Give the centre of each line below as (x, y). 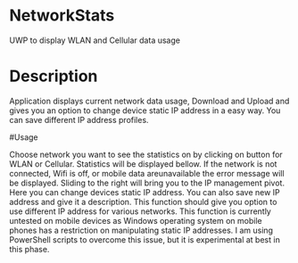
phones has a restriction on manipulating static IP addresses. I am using (141, 230)
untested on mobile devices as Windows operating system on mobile (136, 220)
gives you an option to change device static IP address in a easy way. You (145, 110)
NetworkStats (62, 16)
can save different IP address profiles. (79, 119)
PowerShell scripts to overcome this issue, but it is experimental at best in (145, 239)
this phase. (29, 249)
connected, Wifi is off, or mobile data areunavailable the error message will (147, 173)
